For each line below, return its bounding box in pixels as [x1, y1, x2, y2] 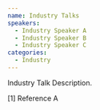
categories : [7, 49, 47, 57]
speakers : [7, 19, 41, 27]
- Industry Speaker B [14, 33, 87, 42]
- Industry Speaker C [14, 41, 87, 49]
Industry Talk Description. [7, 77, 93, 88]
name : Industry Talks [7, 11, 80, 20]
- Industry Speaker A [14, 26, 87, 34]
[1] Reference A [7, 93, 58, 103]
